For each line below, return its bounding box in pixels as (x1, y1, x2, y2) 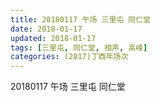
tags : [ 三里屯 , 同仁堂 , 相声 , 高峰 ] (10, 42, 148, 53)
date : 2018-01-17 (10, 24, 83, 34)
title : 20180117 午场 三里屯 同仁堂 (10, 14, 151, 25)
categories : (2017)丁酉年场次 (10, 52, 129, 62)
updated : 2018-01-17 (10, 33, 97, 43)
